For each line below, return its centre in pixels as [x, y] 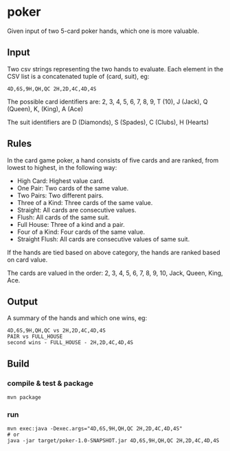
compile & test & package [50, 383]
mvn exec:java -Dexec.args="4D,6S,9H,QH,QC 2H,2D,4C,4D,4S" [95, 429]
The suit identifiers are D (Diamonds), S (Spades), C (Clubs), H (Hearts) [108, 122]
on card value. [27, 259]
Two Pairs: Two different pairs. [60, 195]
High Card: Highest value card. [60, 181]
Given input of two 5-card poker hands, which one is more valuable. [103, 31]
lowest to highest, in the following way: [62, 167]
